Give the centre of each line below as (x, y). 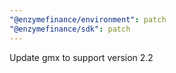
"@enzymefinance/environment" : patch (88, 19)
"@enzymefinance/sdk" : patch (70, 29)
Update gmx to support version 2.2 (81, 57)
